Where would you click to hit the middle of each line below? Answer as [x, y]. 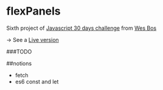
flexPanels [33, 11]
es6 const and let [37, 81]
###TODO [19, 51]
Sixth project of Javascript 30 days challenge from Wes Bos [81, 28]
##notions [19, 63]
